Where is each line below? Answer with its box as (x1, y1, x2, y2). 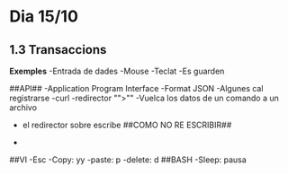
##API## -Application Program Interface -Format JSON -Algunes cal (9, 83, 264, 93)
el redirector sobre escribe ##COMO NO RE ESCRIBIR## (22, 119, 232, 130)
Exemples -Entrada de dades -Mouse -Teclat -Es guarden (9, 65, 225, 76)
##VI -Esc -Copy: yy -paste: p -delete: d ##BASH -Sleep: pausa (9, 154, 247, 165)
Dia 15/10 (9, 6, 79, 27)
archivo (9, 102, 38, 113)
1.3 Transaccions (9, 42, 107, 57)
